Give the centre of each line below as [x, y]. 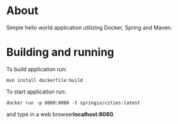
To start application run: [36, 92]
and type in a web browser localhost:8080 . [61, 114]
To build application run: [37, 69]
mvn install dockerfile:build [45, 80]
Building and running [60, 52]
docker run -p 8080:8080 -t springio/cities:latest [73, 103]
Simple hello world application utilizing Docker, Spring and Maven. [89, 27]
